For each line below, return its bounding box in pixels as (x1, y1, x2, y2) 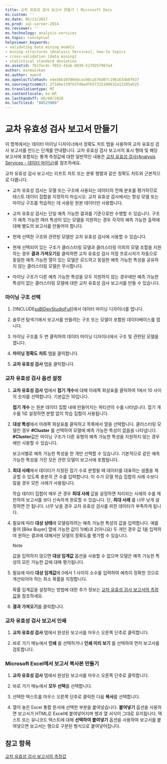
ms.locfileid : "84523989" (5, 101, 59, 106)
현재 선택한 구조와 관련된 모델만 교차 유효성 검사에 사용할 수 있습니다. (12, 234, 147, 240)
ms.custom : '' (5, 12, 35, 17)
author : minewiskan (5, 68, 46, 73)
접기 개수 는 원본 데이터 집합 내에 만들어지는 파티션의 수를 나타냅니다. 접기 (12, 404, 156, 410)
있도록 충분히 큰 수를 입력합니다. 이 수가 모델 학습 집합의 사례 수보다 (27, 474, 159, 480)
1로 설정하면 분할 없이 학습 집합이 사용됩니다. (21, 410, 109, 416)
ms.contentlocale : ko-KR (5, 91, 57, 96)
